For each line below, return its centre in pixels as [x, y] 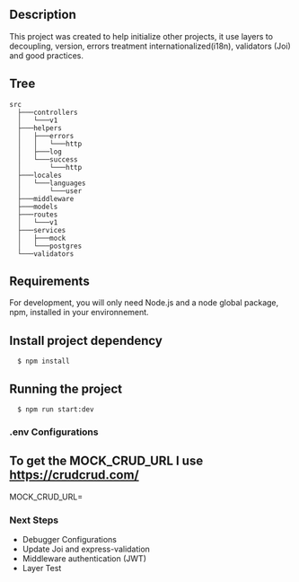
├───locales [40, 175]
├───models [38, 207]
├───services [42, 230]
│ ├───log [40, 152]
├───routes [38, 215]
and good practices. [46, 55]
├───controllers [48, 112]
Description [43, 15]
